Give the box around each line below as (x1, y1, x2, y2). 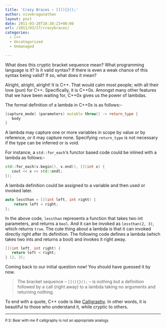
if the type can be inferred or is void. (5, 140, 80, 146)
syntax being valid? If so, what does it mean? (5, 72, 97, 78)
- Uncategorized (9, 39, 43, 44)
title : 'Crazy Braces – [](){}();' (5, 7, 79, 12)
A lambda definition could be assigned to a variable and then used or (5, 182, 146, 188)
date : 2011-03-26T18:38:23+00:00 (5, 21, 74, 26)
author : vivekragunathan (5, 12, 56, 17)
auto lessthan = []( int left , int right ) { (5, 197, 96, 202)
